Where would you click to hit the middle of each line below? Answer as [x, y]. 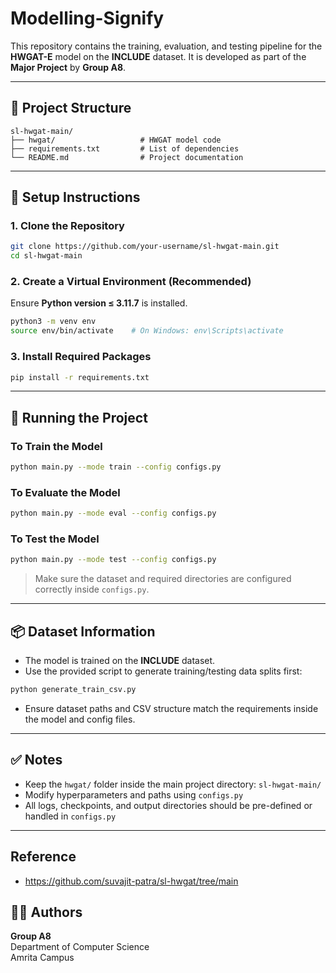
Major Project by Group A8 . [68, 67]
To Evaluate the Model [65, 492]
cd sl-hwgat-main [46, 256]
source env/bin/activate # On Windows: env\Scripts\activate [147, 331]
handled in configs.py [70, 816]
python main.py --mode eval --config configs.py [113, 513]
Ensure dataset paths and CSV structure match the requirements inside [171, 708]
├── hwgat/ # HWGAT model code [116, 140]
